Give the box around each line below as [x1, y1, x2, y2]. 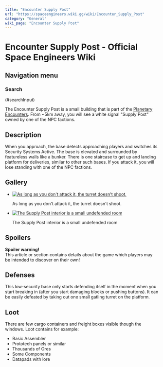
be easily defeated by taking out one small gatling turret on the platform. [5, 294, 150, 300]
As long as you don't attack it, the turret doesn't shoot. [12, 200, 122, 207]
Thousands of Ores [12, 346, 51, 352]
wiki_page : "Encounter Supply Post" [5, 20, 79, 26]
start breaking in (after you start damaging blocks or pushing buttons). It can [5, 289, 159, 295]
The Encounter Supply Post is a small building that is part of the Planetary [5, 106, 153, 112]
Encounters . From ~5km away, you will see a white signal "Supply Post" [5, 111, 149, 117]
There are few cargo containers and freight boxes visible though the [5, 321, 142, 327]
